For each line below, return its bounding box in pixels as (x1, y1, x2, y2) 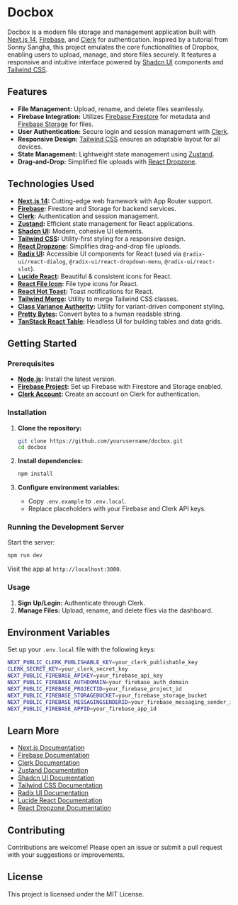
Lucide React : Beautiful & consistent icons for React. (17, 272, 172, 280)
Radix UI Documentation (17, 789, 89, 797)
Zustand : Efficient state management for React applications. (17, 219, 195, 227)
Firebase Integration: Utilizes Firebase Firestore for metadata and (17, 112, 210, 120)
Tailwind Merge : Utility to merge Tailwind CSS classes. (17, 295, 178, 303)
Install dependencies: (17, 457, 84, 465)
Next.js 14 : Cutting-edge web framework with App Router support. (17, 196, 213, 205)
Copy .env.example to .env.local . (28, 497, 127, 506)
